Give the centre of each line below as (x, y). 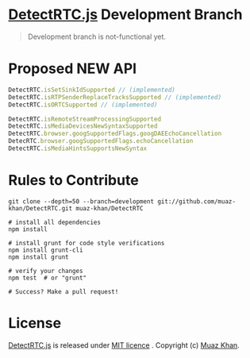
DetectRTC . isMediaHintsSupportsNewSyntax (78, 148)
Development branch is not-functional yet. (97, 37)
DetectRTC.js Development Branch (125, 15)
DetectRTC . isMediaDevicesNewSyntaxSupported (83, 126)
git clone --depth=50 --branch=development (81, 201)
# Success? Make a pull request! (63, 291)
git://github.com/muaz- (197, 201)
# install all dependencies (55, 222)
